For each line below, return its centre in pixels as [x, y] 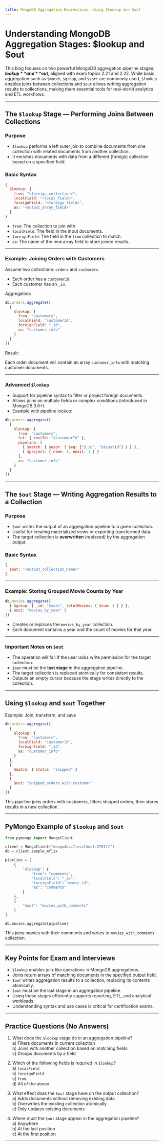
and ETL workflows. [25, 94]
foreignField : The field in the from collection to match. [67, 236]
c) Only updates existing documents [48, 1109]
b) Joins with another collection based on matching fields [70, 1048]
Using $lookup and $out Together [55, 703]
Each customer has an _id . [39, 284]
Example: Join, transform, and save [41, 715]
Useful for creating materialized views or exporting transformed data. [82, 532]
